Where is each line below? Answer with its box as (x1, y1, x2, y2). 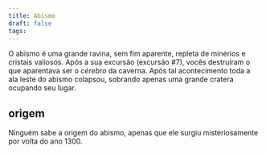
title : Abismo (8, 11, 56, 20)
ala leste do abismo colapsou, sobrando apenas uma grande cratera (8, 74, 235, 85)
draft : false (8, 19, 52, 27)
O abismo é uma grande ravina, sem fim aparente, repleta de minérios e (8, 49, 247, 59)
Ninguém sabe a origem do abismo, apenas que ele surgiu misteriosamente (8, 128, 259, 138)
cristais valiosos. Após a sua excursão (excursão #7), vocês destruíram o (8, 57, 251, 67)
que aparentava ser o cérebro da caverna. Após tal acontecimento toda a (8, 66, 251, 76)
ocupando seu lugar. (8, 83, 76, 93)
